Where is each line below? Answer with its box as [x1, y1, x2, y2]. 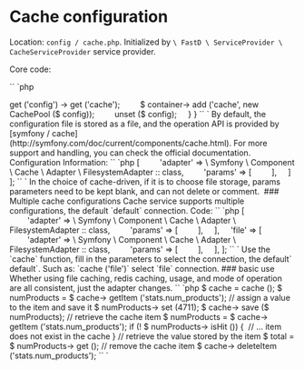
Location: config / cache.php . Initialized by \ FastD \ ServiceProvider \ [9, 36, 283, 47]
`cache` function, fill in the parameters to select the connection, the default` [9, 253, 292, 265]
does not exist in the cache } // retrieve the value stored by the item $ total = [9, 330, 295, 342]
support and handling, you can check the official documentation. [9, 147, 251, 158]
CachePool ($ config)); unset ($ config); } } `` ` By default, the [9, 108, 266, 119]
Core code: [9, 64, 52, 75]
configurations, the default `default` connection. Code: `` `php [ [9, 205, 245, 215]
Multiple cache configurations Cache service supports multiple [9, 195, 245, 206]
